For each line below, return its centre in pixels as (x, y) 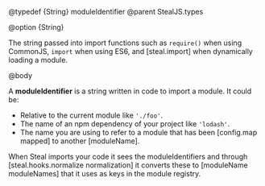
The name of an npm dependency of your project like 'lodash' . (125, 124)
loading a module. (38, 60)
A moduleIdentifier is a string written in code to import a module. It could (130, 91)
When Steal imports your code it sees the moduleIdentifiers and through (128, 157)
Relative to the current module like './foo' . (91, 115)
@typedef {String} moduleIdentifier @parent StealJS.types (106, 12)
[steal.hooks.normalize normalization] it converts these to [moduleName (128, 165)
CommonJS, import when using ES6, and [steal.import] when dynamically (131, 51)
